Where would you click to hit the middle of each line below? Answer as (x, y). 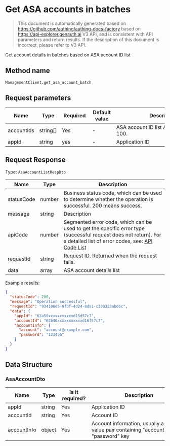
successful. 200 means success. (103, 205)
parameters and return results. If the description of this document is (88, 40)
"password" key (111, 436)
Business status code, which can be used (113, 193)
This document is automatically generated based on (72, 23)
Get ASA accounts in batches (68, 9)
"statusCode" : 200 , (30, 297)
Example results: (23, 283)
